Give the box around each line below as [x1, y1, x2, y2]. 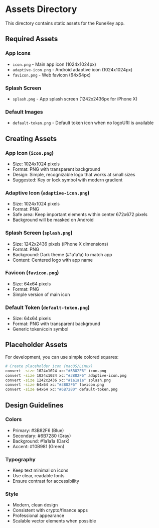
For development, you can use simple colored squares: [5, 354, 119, 360]
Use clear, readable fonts [12, 473, 65, 479]
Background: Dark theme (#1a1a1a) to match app [12, 251, 112, 257]
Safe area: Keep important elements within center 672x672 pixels [12, 212, 148, 218]
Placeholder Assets [5, 341, 68, 349]
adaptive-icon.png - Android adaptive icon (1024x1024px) [12, 66, 133, 72]
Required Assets [5, 35, 58, 43]
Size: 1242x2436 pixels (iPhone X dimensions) [12, 241, 109, 247]
